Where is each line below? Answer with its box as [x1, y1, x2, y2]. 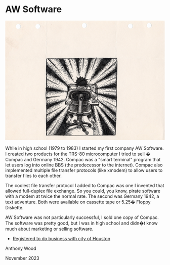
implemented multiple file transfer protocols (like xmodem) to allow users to [5, 167, 163, 173]
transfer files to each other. [5, 172, 62, 179]
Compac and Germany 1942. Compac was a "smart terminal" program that [5, 156, 161, 162]
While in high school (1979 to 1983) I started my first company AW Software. [5, 145, 164, 151]
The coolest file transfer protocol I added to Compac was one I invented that [5, 182, 164, 188]
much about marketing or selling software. [5, 226, 94, 232]
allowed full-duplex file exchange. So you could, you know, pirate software [5, 188, 161, 194]
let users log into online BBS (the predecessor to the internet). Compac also [5, 162, 163, 168]
